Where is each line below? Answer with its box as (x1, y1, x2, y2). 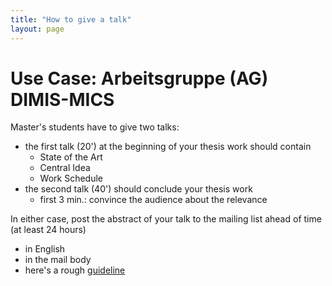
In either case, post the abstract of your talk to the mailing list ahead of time (10, 213, 322, 225)
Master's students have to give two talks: (10, 121, 180, 133)
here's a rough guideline (24, 264, 126, 276)
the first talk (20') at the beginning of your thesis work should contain (24, 141, 312, 153)
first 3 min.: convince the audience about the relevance (39, 194, 268, 206)
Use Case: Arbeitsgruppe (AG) (10, 67, 269, 90)
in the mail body (24, 254, 92, 266)
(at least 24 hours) (10, 224, 87, 236)
